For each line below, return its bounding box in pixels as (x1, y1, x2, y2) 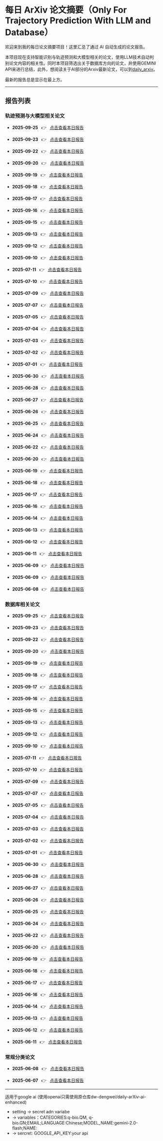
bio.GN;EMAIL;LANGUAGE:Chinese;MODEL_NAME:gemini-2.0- (12, 1120, 138, 1126)
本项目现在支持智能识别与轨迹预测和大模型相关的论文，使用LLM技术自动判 (5, 54, 154, 60)
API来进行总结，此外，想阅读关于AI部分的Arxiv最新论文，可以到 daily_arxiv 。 (5, 66, 158, 72)
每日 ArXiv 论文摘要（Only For (5, 4, 127, 16)
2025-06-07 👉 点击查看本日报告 (12, 1077, 84, 1083)
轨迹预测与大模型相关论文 (5, 113, 65, 119)
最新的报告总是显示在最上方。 (5, 76, 65, 83)
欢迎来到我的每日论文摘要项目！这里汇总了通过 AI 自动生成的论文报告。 (5, 44, 148, 50)
